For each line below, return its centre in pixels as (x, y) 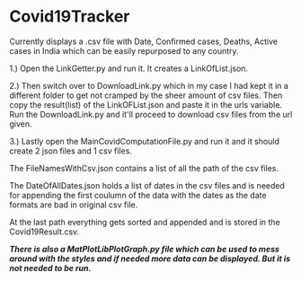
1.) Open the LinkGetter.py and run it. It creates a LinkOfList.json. (129, 68)
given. (21, 124)
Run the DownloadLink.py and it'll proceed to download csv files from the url (151, 114)
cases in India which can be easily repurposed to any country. (124, 50)
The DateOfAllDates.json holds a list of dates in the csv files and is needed (147, 185)
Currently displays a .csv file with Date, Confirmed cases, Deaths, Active (144, 41)
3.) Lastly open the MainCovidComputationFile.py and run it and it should (145, 141)
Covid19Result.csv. (44, 232)
